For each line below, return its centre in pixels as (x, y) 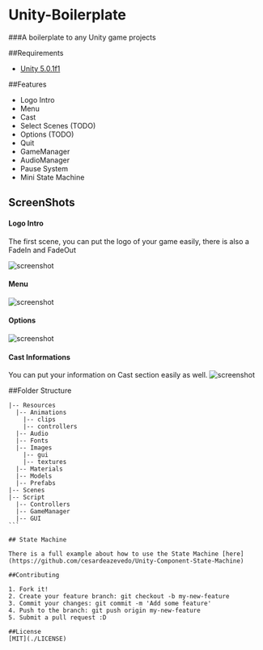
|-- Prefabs (36, 483)
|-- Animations (41, 413)
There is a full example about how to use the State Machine (114, 554)
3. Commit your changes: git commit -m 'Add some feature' (110, 604)
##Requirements (36, 53)
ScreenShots (42, 203)
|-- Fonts (32, 441)
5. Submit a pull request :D (57, 618)
